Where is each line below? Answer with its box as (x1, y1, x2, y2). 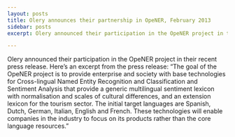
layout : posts (7, 10, 49, 17)
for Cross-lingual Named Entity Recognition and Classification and (7, 78, 198, 86)
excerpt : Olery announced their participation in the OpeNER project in (7, 29, 224, 37)
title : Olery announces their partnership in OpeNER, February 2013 (7, 17, 211, 24)
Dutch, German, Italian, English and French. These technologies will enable (7, 107, 223, 115)
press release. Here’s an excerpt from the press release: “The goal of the (7, 62, 218, 71)
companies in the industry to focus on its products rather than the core (7, 115, 211, 123)
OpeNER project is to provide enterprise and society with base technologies (7, 70, 226, 78)
